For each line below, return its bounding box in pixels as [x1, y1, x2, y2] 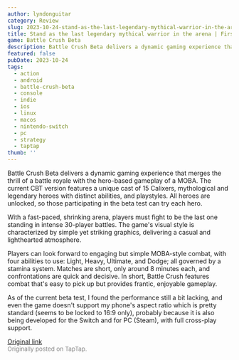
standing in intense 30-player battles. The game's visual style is [7, 221, 194, 228]
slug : [7, 23, 23, 31]
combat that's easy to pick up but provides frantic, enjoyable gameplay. [7, 280, 218, 288]
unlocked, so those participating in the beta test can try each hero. [7, 199, 203, 207]
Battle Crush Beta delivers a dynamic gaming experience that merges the [7, 169, 222, 177]
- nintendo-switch [14, 122, 69, 130]
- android [14, 76, 43, 84]
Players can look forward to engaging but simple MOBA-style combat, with [7, 250, 226, 258]
